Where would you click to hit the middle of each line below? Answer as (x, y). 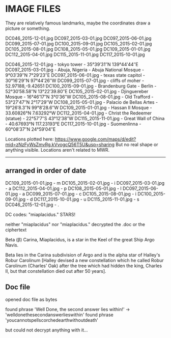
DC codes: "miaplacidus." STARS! (40, 214)
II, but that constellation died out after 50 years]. (56, 271)
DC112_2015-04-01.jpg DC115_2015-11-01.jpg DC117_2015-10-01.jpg (75, 54)
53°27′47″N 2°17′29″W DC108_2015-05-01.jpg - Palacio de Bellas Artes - (82, 102)
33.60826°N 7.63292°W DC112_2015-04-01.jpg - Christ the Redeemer (78, 113)
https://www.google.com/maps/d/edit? (95, 139)
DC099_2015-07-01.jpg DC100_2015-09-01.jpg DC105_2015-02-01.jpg (79, 43)
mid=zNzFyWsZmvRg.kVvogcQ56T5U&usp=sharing (60, 144)
